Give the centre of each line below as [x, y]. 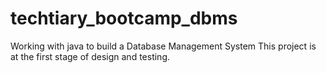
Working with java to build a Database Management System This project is [163, 46]
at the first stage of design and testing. [90, 56]
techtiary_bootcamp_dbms [124, 18]
